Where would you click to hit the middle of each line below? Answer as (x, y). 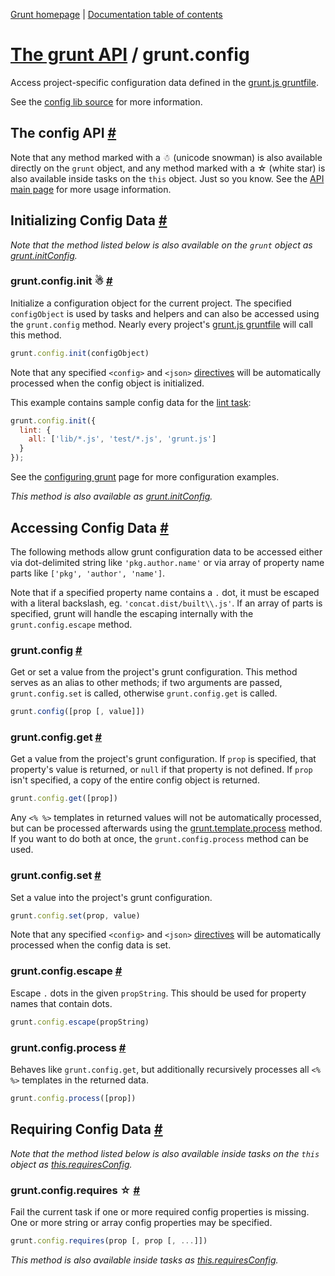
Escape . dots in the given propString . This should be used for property (158, 993)
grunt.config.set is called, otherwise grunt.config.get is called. (144, 693)
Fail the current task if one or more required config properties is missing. (160, 1211)
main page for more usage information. (91, 189)
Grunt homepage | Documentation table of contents (116, 14)
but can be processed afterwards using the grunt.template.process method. (166, 828)
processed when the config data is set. (91, 945)
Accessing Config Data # (89, 527)
